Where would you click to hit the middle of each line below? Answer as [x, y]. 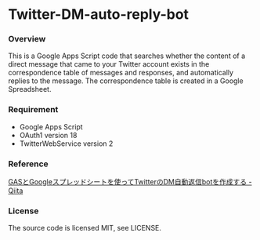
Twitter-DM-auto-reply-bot [99, 15]
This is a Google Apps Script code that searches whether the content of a [127, 56]
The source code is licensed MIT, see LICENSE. [85, 228]
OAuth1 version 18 [48, 135]
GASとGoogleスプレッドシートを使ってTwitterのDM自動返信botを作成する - [130, 182]
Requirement [33, 110]
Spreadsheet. [30, 89]
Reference [28, 164]
